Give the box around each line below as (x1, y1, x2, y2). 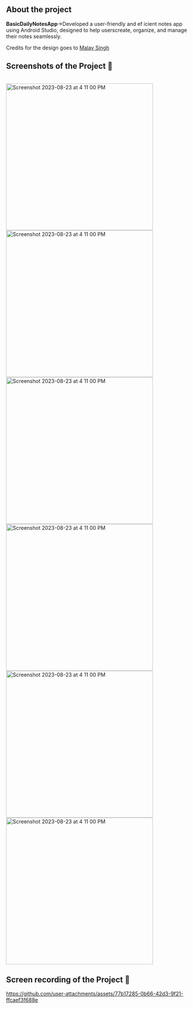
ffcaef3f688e (6, 997, 38, 1004)
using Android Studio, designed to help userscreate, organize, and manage (6, 26, 188, 33)
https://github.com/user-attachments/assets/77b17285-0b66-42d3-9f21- (6, 990, 184, 997)
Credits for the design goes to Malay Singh (6, 44, 110, 51)
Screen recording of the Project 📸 (6, 975, 130, 985)
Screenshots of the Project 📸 (6, 61, 113, 71)
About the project (6, 5, 72, 15)
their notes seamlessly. (6, 32, 62, 40)
